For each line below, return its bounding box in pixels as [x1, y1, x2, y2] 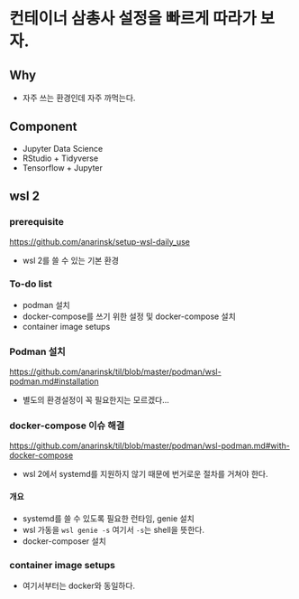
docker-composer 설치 [22, 535, 106, 547]
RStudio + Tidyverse [22, 153, 99, 164]
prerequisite [9, 216, 65, 229]
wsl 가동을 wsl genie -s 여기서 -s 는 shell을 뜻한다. [22, 524, 205, 535]
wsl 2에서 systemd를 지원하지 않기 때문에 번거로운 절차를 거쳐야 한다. [22, 469, 268, 480]
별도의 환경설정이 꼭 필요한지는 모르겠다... [22, 395, 169, 406]
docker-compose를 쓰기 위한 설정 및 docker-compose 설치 [22, 311, 236, 322]
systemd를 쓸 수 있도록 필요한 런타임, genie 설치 [22, 512, 195, 524]
